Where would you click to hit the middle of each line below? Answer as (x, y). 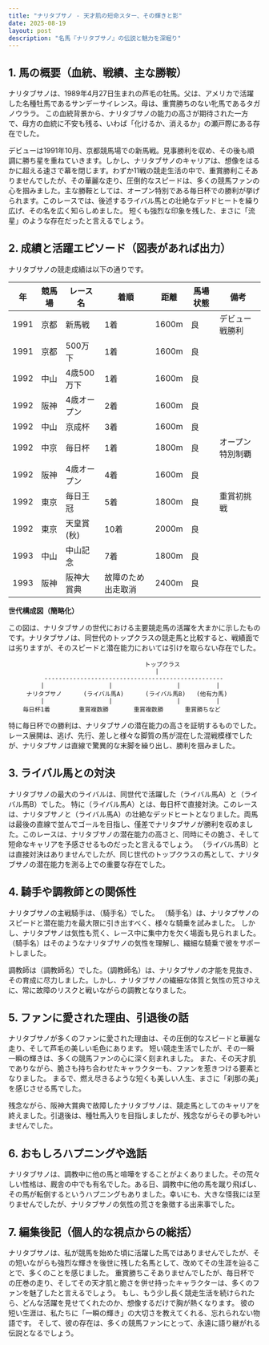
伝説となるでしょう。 (43, 1333)
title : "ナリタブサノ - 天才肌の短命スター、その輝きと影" (95, 16)
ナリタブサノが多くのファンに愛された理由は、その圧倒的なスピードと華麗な (134, 1039)
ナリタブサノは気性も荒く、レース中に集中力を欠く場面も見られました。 (141, 933)
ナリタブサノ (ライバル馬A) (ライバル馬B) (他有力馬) (127, 694)
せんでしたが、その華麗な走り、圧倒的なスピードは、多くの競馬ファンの (141, 180)
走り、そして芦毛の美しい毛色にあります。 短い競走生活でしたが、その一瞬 (131, 1048)
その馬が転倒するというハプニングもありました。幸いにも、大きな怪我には (131, 1194)
